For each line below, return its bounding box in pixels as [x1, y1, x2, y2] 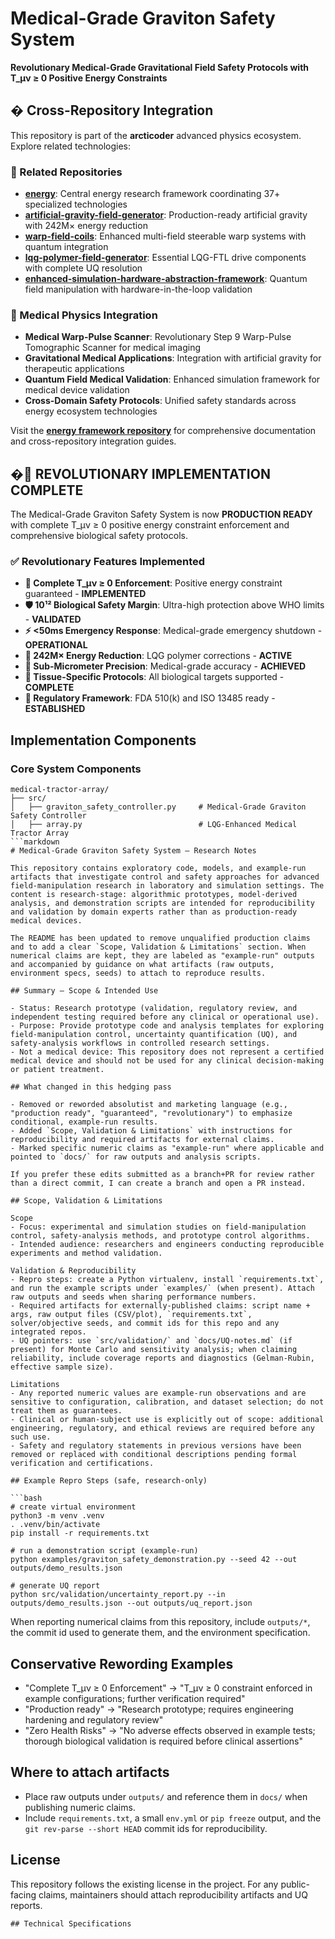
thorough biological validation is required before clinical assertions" [24, 1735, 303, 1747]
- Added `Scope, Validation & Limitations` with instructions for [10, 1126, 293, 1136]
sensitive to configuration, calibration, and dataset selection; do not [10, 1397, 325, 1407]
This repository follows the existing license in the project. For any [10, 1878, 279, 1890]
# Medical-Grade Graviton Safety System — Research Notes [10, 846, 257, 856]
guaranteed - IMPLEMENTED [24, 588, 147, 600]
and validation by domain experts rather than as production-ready [10, 907, 298, 917]
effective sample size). [10, 1362, 114, 1372]
